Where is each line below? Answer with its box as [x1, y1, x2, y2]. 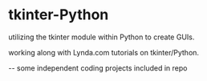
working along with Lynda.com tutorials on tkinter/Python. [8, 47, 199, 57]
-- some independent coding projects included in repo [8, 63, 188, 73]
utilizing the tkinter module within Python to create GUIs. [8, 32, 195, 42]
